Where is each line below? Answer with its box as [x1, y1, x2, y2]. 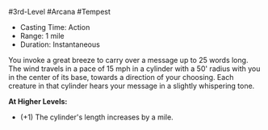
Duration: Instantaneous [19, 40, 101, 49]
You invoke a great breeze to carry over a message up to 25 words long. [8, 56, 249, 65]
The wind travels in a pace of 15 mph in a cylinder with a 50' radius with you [8, 64, 261, 73]
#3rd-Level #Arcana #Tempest [8, 7, 111, 16]
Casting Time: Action [19, 23, 90, 31]
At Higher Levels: [8, 97, 68, 106]
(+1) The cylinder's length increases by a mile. [19, 112, 174, 122]
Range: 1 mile [19, 31, 65, 40]
